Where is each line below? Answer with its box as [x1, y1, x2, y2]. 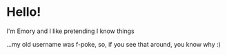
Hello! [6, 4, 41, 20]
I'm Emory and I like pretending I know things [6, 27, 135, 35]
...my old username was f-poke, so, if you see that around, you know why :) [6, 40, 221, 48]
